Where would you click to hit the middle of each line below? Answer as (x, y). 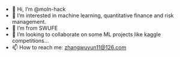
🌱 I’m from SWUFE (35, 28)
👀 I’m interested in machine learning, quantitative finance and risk (93, 15)
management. (29, 22)
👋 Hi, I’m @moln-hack (39, 9)
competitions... (30, 41)
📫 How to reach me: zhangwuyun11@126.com (69, 47)
